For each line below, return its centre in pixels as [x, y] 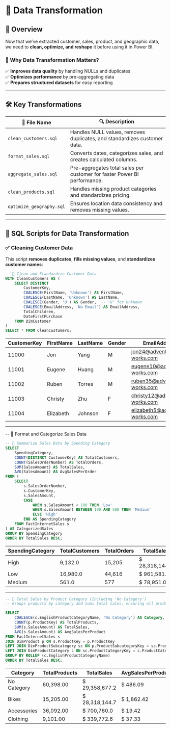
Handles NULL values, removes [108, 132]
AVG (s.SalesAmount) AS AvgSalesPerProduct [60, 632]
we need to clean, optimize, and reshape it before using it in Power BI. [79, 47]
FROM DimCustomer [33, 321]
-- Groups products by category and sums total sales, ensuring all [79, 604]
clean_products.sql [31, 192]
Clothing [18, 719]
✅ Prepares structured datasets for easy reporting [59, 83]
